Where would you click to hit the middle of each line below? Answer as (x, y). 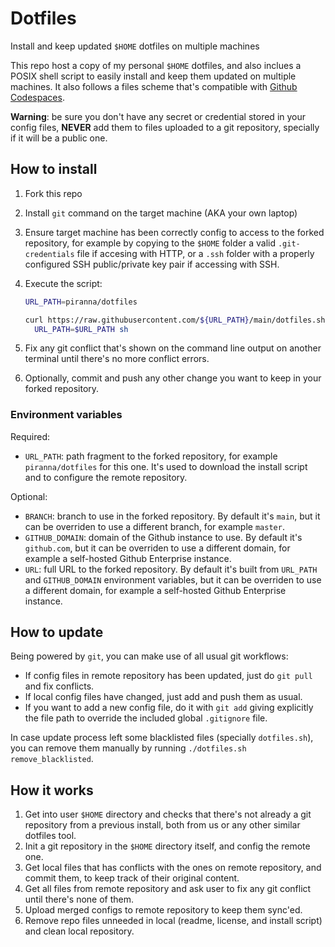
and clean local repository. (79, 931)
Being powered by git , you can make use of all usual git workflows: (149, 656)
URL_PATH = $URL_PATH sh (81, 329)
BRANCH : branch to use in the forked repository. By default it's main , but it (172, 516)
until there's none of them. (79, 899)
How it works (52, 790)
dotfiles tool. (50, 836)
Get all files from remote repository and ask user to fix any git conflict (168, 889)
